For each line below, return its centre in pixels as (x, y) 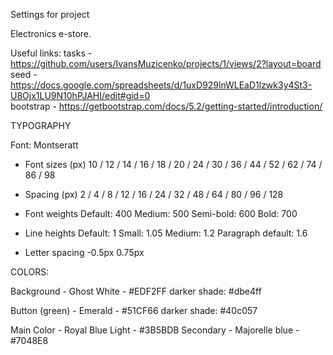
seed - (24, 74)
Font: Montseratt (44, 145)
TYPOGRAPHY (41, 125)
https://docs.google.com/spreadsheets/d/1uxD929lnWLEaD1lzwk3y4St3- (161, 85)
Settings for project (50, 14)
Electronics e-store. (51, 33)
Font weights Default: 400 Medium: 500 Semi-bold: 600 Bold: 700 (161, 213)
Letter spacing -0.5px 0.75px (84, 252)
